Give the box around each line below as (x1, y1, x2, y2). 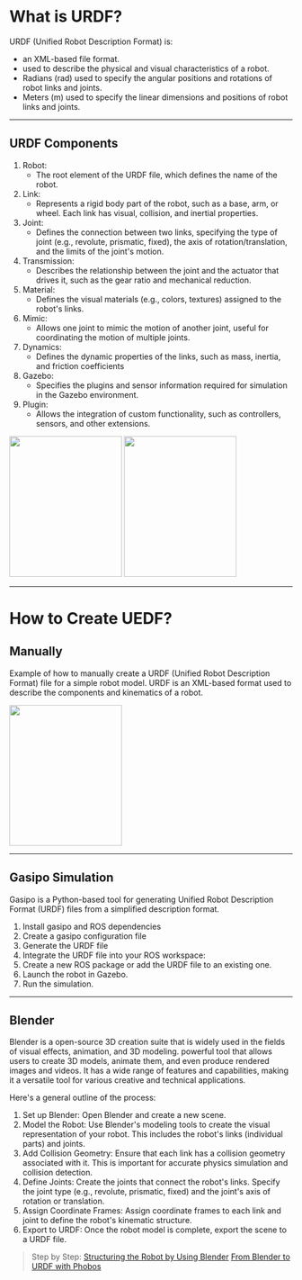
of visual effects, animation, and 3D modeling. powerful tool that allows (9, 1046, 272, 1057)
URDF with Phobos (31, 1261, 102, 1272)
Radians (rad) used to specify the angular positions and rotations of (22, 72, 272, 83)
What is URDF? (9, 6, 123, 27)
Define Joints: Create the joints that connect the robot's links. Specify (22, 1176, 280, 1187)
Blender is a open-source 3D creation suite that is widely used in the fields (9, 1037, 286, 1048)
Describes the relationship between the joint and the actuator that (35, 265, 280, 275)
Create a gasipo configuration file (22, 930, 147, 942)
